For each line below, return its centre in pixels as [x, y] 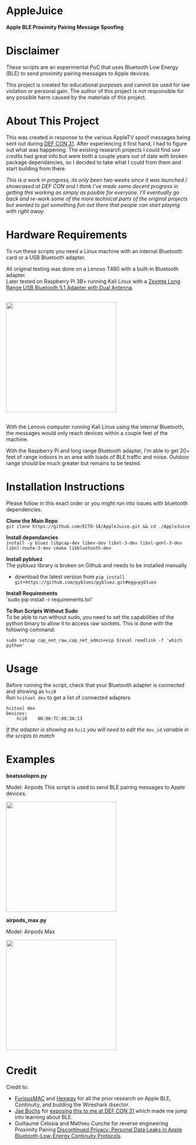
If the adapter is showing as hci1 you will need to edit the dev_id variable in [97, 729]
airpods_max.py [26, 920]
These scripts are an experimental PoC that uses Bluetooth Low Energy [92, 67]
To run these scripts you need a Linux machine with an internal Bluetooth [94, 251]
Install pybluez [24, 559]
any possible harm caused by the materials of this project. [76, 97]
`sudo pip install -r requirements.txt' [49, 599]
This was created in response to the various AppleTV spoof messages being [98, 137]
